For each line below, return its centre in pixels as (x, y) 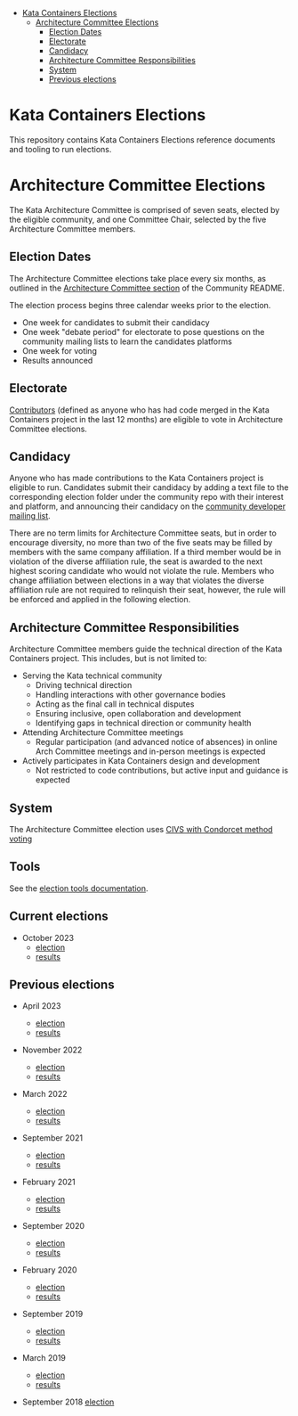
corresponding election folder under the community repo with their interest (147, 497)
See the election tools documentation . (79, 888)
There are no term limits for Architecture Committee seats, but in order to (143, 533)
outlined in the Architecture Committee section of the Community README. (147, 288)
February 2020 (49, 1270)
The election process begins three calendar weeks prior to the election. (140, 305)
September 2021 (52, 1138)
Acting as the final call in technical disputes (115, 704)
